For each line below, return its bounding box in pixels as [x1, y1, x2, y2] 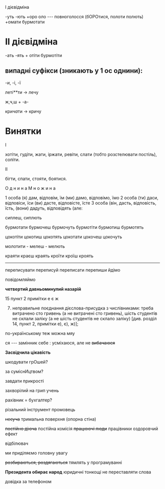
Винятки [5, 125, 42, 137]
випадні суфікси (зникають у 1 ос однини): [5, 66, 143, 75]
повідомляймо [5, 276, 36, 282]
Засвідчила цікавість [5, 349, 51, 355]
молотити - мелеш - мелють [5, 243, 65, 249]
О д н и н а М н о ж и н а [5, 185, 56, 191]
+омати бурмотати [5, 19, 45, 25]
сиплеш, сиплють [5, 214, 42, 220]
